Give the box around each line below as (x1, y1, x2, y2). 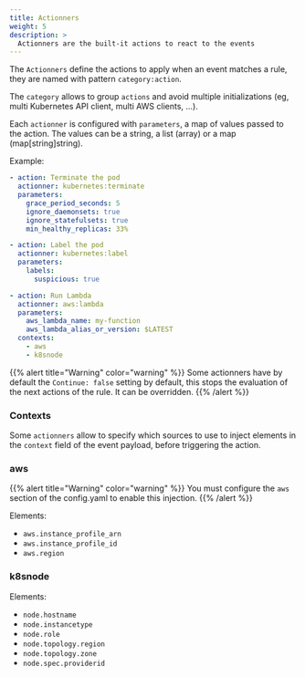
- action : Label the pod (9, 241, 104, 250)
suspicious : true (33, 275, 100, 284)
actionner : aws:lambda (17, 299, 104, 308)
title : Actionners (9, 13, 79, 23)
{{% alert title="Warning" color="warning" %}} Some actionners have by (9, 367, 283, 378)
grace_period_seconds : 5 (26, 198, 121, 208)
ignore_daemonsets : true (26, 207, 121, 216)
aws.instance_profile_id (22, 539, 118, 548)
